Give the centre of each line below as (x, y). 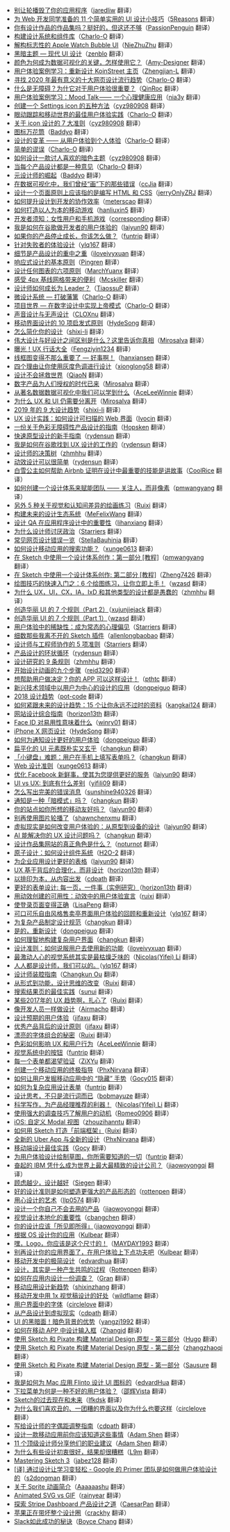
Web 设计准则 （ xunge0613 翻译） (62, 766)
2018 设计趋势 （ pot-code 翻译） (60, 696)
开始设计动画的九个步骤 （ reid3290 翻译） (73, 670)
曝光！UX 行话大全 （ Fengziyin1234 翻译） (74, 349)
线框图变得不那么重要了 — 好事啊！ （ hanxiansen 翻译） (94, 357)
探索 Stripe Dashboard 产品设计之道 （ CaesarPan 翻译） (93, 1504)
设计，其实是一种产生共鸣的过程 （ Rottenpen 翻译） (87, 1269)
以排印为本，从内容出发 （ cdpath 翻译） (70, 879)
